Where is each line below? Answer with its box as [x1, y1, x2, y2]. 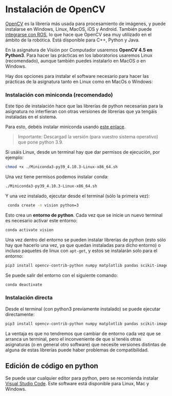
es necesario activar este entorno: [5, 217, 78, 223]
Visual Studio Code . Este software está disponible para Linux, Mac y [5, 381, 149, 387]
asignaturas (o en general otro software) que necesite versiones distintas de [5, 341, 166, 347]
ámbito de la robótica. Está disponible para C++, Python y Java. [5, 37, 140, 43]
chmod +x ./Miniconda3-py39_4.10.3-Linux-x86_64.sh [5, 164, 118, 170]
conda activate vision [5, 227, 54, 233]
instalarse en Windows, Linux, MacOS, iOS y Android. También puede [5, 26, 152, 32]
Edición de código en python [5, 362, 98, 370]
